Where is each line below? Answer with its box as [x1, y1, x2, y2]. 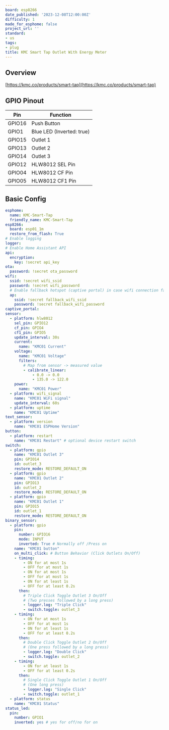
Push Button [31, 120, 60, 127]
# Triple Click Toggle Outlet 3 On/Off [23, 593, 107, 598]
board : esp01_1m [10, 227, 44, 232]
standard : [5, 31, 26, 36]
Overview [5, 68, 37, 77]
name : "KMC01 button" [14, 546, 59, 551]
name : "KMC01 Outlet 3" [14, 452, 64, 457]
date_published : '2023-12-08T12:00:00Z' [5, 12, 92, 17]
